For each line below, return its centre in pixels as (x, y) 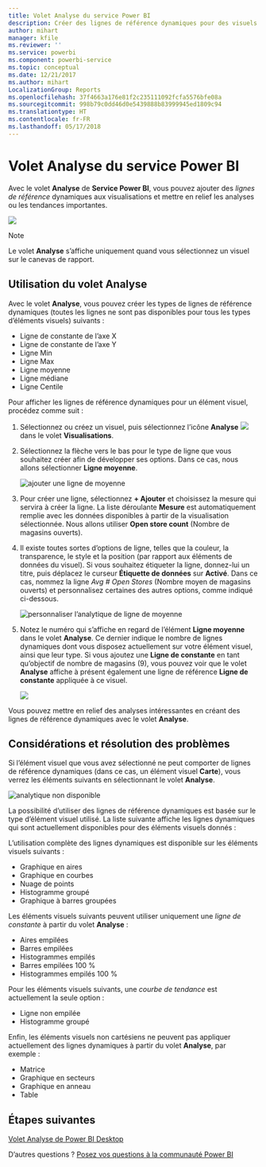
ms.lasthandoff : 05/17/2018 (55, 127)
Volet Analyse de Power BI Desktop (66, 1139)
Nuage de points (47, 884)
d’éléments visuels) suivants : (56, 320)
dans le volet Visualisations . (66, 435)
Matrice (32, 1069)
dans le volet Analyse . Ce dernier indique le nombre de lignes (121, 638)
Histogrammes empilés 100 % (68, 974)
